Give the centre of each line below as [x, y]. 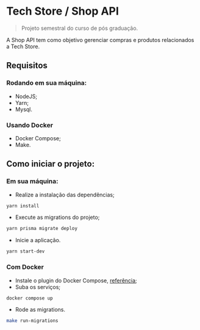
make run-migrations [33, 321]
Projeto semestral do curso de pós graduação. [80, 28]
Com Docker [25, 267]
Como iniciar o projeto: [51, 164]
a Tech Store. [23, 46]
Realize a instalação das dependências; [65, 195]
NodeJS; [26, 96]
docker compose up [30, 298]
